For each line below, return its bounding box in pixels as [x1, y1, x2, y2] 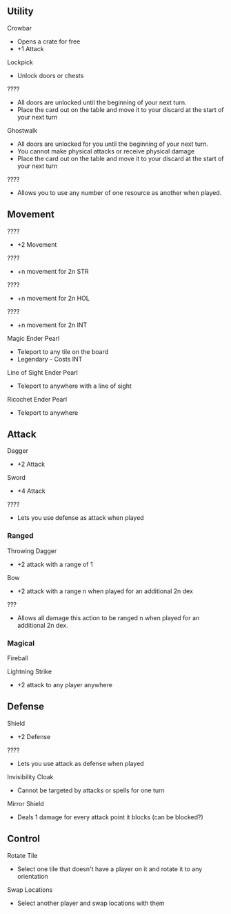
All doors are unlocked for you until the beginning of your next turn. [17, 140, 209, 148]
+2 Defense [17, 732, 51, 740]
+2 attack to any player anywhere [17, 681, 112, 689]
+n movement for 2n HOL [17, 294, 90, 302]
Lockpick [7, 58, 33, 66]
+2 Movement [17, 240, 57, 248]
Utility [7, 6, 34, 17]
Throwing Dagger [7, 546, 57, 555]
